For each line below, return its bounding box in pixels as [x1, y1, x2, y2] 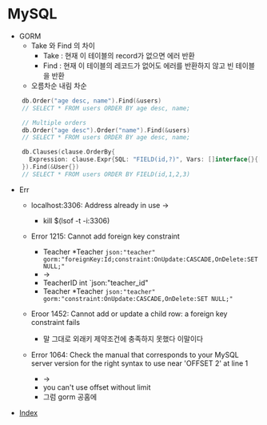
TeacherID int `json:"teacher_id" [42, 278, 149, 287]
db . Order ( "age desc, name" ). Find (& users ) [22, 97, 161, 105]
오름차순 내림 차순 [30, 81, 87, 90]
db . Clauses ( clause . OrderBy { [22, 148, 115, 156]
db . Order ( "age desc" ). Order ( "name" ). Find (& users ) [22, 126, 191, 134]
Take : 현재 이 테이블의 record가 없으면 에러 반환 [42, 50, 195, 60]
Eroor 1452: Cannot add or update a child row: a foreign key [30, 309, 228, 319]
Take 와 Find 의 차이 [30, 41, 95, 50]
